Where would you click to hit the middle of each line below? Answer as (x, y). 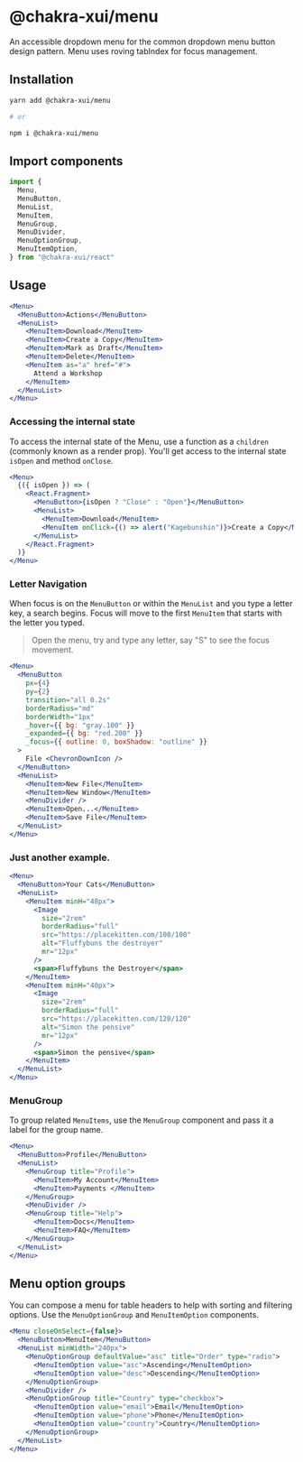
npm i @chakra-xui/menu (54, 133)
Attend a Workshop (68, 373)
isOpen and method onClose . (61, 460)
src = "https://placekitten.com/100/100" (117, 935)
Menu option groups (68, 1283)
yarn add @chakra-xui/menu (60, 100)
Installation (41, 80)
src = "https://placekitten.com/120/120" (117, 1019)
